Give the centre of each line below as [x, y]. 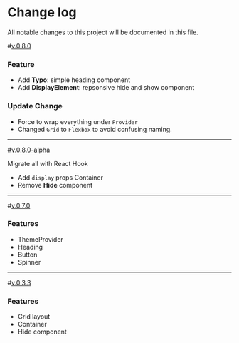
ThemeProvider [41, 239]
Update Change [35, 106]
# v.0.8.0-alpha [29, 150]
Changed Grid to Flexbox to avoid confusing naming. [95, 129]
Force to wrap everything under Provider [78, 121]
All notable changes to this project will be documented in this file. [103, 32]
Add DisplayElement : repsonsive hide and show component [106, 88]
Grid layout [34, 317]
